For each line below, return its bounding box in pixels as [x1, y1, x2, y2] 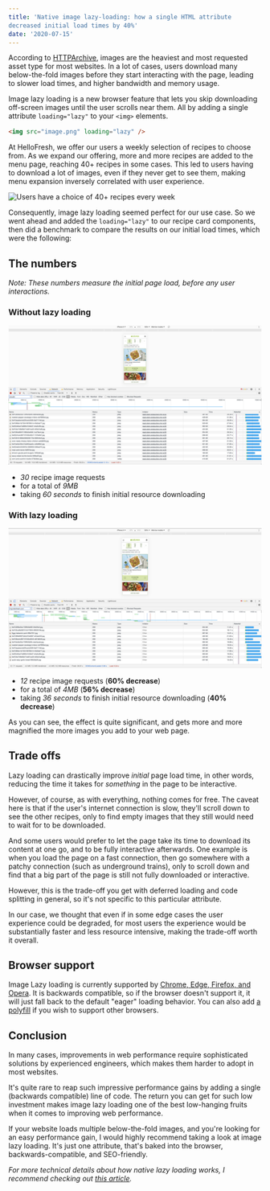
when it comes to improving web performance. [8, 1108, 163, 1118]
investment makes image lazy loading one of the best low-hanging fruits [8, 1100, 247, 1110]
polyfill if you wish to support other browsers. [8, 1005, 159, 1015]
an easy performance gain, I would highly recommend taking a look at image [8, 1132, 262, 1142]
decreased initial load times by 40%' [8, 21, 138, 30]
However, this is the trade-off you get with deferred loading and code [8, 885, 239, 895]
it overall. [8, 935, 39, 945]
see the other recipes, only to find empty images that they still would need [8, 811, 255, 821]
